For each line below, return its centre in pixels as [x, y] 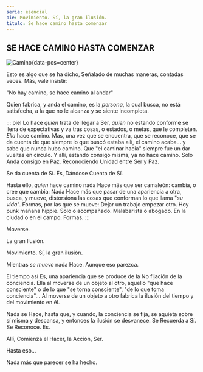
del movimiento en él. [33, 303]
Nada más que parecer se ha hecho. [52, 362]
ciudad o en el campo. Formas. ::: [48, 217]
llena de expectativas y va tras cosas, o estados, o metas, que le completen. [102, 129]
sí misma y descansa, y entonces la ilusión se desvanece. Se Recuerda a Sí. [101, 321]
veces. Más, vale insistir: [37, 81]
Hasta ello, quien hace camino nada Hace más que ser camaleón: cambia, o [101, 185]
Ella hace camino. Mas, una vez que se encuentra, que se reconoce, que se [101, 136]
